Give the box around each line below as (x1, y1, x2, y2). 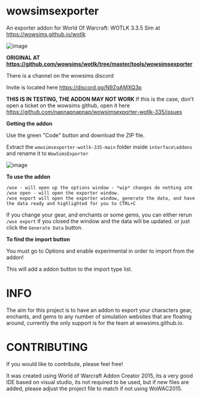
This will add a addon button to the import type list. (6, 265, 132, 273)
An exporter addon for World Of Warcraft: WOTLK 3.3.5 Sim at (6, 24, 161, 31)
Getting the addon (6, 119, 53, 127)
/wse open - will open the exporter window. (6, 190, 120, 196)
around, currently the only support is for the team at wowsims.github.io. (6, 319, 184, 326)
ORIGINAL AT (6, 54, 40, 61)
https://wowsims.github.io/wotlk (6, 30, 86, 37)
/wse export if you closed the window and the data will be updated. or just (6, 217, 190, 224)
